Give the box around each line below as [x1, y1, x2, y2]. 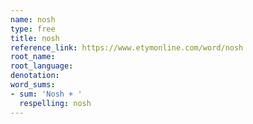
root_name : [10, 52, 56, 62]
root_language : [10, 61, 74, 71]
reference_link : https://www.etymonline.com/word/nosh [10, 42, 244, 53]
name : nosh [10, 14, 56, 25]
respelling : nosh [19, 98, 92, 108]
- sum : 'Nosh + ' [10, 89, 83, 99]
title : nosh [10, 33, 60, 43]
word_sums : [10, 80, 56, 90]
